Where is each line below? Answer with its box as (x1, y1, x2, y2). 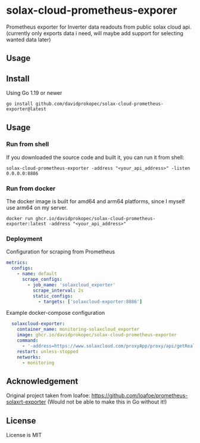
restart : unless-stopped (17, 348, 79, 355)
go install (6, 101, 33, 107)
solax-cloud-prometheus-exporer (6, 4, 177, 17)
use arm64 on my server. (6, 204, 68, 212)
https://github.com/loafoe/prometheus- (91, 392, 188, 399)
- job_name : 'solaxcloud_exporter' (27, 281, 116, 288)
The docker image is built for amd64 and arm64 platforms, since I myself (6, 198, 186, 205)
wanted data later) (6, 36, 51, 43)
